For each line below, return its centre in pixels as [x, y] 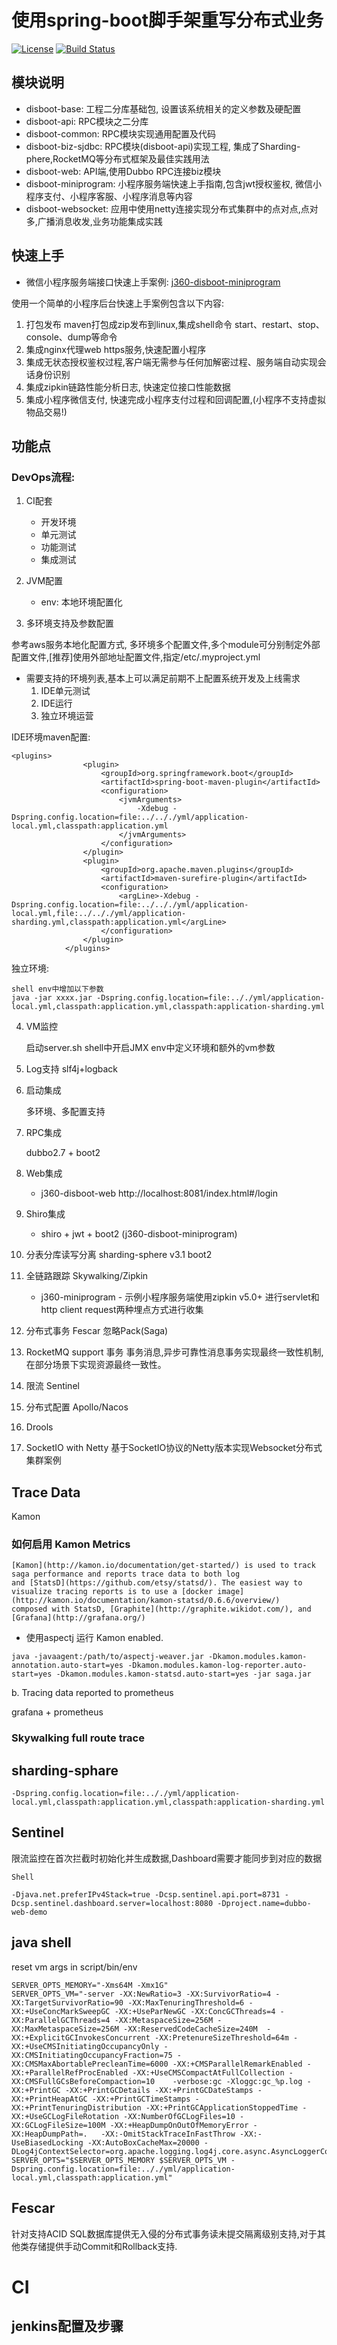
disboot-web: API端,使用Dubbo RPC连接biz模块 [123, 171]
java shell [41, 1942]
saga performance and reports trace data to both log [126, 1574]
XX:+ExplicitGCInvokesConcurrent [81, 2037]
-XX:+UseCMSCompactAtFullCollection [208, 2072]
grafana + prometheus [57, 1712]
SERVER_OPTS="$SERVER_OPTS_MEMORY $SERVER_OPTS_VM [119, 2160]
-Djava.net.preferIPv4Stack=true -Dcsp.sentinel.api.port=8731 [146, 1894]
